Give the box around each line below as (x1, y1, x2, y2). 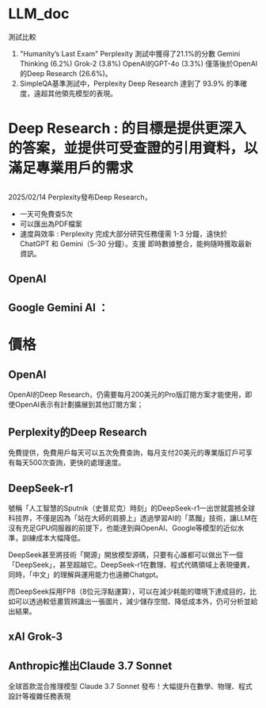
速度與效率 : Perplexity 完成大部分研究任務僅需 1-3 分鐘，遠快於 (19, 229, 228, 238)
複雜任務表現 (28, 691, 71, 701)
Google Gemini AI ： (8, 301, 109, 314)
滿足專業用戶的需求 (8, 160, 134, 177)
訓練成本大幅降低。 (21, 533, 85, 542)
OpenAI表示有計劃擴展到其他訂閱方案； (14, 400, 144, 410)
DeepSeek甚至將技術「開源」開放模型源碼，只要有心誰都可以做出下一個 (8, 549, 243, 560)
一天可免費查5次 (19, 209, 74, 218)
